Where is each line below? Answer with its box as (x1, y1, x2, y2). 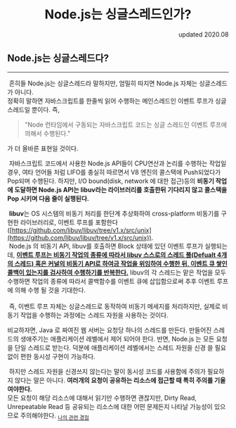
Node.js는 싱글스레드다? (7, 52, 110, 64)
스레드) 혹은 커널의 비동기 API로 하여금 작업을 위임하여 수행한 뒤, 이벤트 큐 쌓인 (14, 259, 228, 267)
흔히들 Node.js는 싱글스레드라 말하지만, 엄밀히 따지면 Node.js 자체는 (8, 79, 198, 87)
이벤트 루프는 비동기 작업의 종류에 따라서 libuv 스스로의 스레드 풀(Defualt (16, 251, 216, 259)
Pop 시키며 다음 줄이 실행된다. (7, 194, 89, 203)
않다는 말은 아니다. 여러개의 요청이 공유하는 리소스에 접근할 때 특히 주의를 (14, 376, 214, 384)
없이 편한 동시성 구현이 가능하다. (7, 352, 96, 360)
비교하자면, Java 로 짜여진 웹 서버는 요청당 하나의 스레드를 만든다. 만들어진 (7, 325, 212, 334)
